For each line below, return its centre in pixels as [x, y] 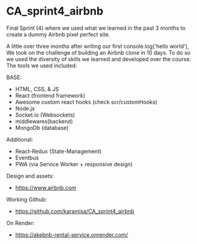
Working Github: [27, 199]
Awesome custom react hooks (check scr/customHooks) [86, 102]
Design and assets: [30, 176]
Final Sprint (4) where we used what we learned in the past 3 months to [96, 28]
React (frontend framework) [50, 95]
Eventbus [27, 158]
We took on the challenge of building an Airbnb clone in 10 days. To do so [98, 52]
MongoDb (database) [42, 127]
